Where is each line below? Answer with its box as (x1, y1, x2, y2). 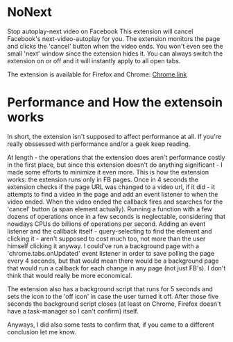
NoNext (7, 4, 52, 20)
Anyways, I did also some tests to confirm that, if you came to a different (7, 320, 215, 329)
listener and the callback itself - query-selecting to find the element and (7, 227, 213, 235)
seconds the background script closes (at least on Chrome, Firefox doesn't (7, 300, 221, 308)
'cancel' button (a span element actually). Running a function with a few (7, 204, 213, 213)
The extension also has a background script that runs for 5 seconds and (7, 284, 213, 293)
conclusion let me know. (7, 327, 76, 336)
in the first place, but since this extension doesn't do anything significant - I (7, 161, 223, 169)
